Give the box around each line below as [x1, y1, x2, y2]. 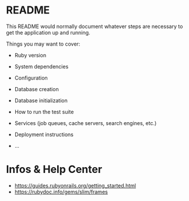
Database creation [14, 85, 60, 92]
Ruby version [14, 51, 47, 58]
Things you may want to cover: [6, 40, 80, 47]
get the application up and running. [6, 29, 90, 36]
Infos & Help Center [6, 163, 103, 176]
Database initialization [14, 97, 68, 104]
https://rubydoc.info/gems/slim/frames [14, 188, 108, 195]
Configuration [14, 74, 48, 81]
